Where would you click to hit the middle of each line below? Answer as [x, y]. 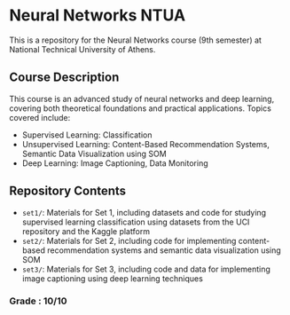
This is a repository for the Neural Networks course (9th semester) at [135, 40]
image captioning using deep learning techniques [113, 278]
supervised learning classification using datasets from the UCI [136, 222]
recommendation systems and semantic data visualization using [164, 250]
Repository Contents [68, 191]
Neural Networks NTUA [98, 16]
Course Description [64, 78]
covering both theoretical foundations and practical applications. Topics [141, 108]
